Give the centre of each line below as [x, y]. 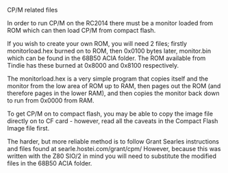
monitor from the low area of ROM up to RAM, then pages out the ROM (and [114, 86]
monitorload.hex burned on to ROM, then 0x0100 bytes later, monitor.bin [109, 51]
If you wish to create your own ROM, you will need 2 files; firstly [97, 43]
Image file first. [28, 128]
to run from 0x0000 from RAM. [51, 101]
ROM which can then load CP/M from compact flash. [81, 30]
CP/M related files [33, 10]
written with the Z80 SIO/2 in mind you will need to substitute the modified [112, 156]
